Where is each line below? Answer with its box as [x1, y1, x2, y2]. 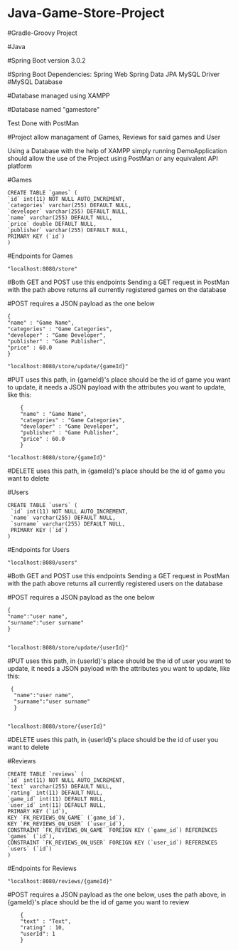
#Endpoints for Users [7, 545, 70, 553]
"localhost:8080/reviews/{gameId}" [7, 877, 113, 884]
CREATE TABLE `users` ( [7, 501, 78, 508]
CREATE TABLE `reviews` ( [7, 771, 84, 778]
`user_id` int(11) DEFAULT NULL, [7, 801, 107, 809]
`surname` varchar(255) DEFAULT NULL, [10, 520, 126, 528]
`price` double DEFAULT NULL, [7, 220, 97, 227]
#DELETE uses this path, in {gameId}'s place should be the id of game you [7, 466, 225, 475]
